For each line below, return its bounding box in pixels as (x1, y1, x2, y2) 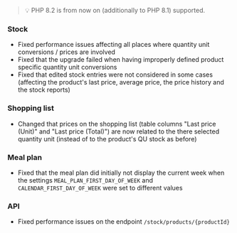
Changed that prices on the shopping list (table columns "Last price (17, 119, 216, 128)
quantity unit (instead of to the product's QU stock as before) (17, 134, 197, 143)
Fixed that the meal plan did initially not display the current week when (17, 168, 225, 177)
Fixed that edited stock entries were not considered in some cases (17, 70, 214, 79)
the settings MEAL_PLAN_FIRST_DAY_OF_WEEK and (17, 175, 153, 184)
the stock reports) (17, 85, 71, 94)
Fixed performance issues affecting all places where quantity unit (17, 40, 210, 49)
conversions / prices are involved (17, 48, 116, 56)
